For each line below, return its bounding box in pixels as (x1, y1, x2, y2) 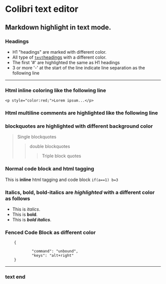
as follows (5, 195, 31, 202)
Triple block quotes (41, 153, 82, 159)
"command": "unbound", (31, 249, 79, 254)
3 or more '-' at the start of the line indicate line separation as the (12, 65, 145, 71)
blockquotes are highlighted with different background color (5, 123, 153, 130)
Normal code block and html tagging (5, 165, 94, 172)
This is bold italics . (12, 216, 52, 222)
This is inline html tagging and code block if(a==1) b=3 (5, 177, 119, 182)
